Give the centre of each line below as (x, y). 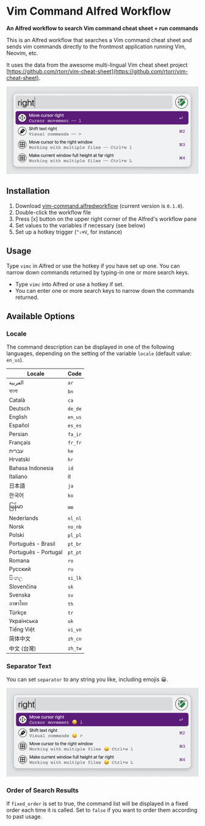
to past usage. (24, 817)
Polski (16, 535)
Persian (19, 434)
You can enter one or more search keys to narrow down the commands (105, 290)
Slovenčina (23, 586)
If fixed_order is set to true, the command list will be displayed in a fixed (97, 804)
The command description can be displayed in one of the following (90, 347)
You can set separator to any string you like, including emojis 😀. (87, 679)
